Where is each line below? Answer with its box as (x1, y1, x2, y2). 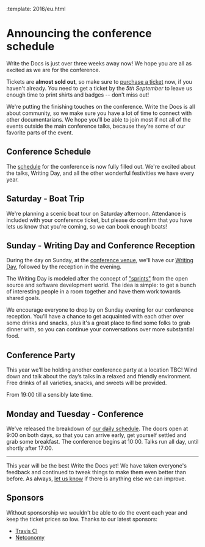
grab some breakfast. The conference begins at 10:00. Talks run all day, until (6, 438, 199, 445)
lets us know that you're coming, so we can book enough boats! (6, 222, 168, 230)
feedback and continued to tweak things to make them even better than (6, 469, 186, 475)
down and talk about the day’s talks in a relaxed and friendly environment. (6, 373, 192, 380)
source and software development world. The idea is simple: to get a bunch (6, 281, 196, 289)
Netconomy (15, 534, 45, 541)
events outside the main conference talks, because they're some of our (6, 122, 186, 130)
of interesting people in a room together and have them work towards (6, 288, 181, 295)
